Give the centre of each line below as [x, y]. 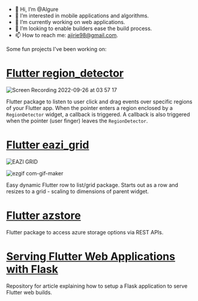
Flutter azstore [43, 216]
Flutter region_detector [65, 74]
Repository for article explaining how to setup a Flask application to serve [97, 286]
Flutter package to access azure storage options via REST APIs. [85, 232]
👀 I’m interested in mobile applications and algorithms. [82, 16]
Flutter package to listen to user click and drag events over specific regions [99, 102]
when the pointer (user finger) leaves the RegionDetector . [77, 121]
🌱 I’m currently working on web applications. [70, 22]
